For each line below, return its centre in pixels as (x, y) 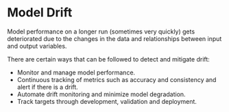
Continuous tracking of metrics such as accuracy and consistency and (117, 79)
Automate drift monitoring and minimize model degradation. (101, 94)
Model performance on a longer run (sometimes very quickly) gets (101, 31)
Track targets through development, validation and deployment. (107, 101)
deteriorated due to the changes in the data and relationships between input (114, 38)
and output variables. (37, 46)
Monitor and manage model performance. (76, 72)
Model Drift (40, 13)
